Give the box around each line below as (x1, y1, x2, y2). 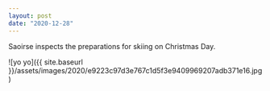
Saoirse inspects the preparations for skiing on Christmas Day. (8, 41, 216, 51)
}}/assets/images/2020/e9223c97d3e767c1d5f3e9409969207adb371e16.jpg (8, 65, 263, 75)
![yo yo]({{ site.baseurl (8, 57, 83, 67)
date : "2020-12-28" (8, 19, 74, 27)
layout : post (8, 11, 52, 20)
